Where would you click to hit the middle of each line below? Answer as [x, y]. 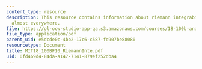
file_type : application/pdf [41, 34]
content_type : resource [36, 12]
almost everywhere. [36, 23]
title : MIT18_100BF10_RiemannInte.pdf [55, 51]
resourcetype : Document [36, 46]
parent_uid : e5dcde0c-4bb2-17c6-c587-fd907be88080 [71, 40]
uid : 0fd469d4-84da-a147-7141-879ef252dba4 [62, 56]
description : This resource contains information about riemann [88, 17]
